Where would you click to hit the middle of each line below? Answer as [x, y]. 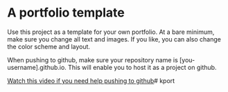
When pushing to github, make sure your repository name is [93, 59]
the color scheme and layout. [49, 46]
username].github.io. [37, 67]
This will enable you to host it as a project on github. [142, 67]
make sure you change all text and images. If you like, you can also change [114, 39]
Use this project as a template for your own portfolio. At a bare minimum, [111, 32]
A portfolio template [66, 13]
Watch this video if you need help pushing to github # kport [91, 80]
